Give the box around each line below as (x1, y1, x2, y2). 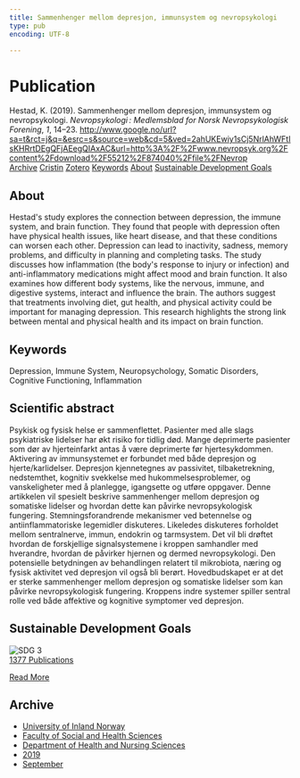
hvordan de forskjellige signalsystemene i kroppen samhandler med (9, 538, 259, 549)
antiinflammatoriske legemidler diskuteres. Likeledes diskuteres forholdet (9, 519, 279, 530)
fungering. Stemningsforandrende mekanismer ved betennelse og (9, 509, 252, 520)
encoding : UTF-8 (9, 29, 70, 38)
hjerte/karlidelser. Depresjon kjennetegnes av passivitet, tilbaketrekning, (9, 462, 275, 473)
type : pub (9, 21, 46, 30)
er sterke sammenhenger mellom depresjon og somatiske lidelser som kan (9, 576, 284, 587)
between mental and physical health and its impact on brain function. (9, 316, 263, 327)
